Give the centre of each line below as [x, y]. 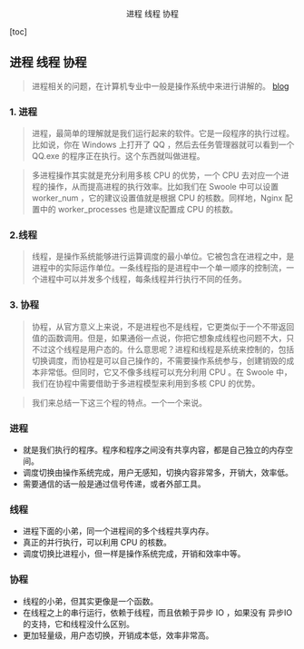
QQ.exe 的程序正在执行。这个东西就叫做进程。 [118, 156]
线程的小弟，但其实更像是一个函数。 [90, 601]
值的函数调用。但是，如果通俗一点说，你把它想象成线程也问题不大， [159, 338]
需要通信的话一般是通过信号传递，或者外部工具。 [114, 484]
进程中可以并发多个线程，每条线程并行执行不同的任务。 [143, 280]
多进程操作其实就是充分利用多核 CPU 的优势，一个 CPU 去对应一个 [156, 175]
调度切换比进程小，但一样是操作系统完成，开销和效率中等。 [134, 554]
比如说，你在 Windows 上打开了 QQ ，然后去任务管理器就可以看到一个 [163, 145]
